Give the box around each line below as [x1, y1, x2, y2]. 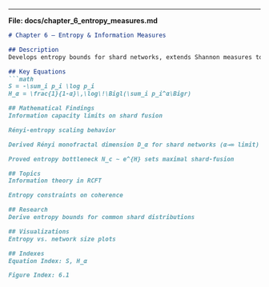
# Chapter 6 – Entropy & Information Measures [8, 31, 167, 39]
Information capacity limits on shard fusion [8, 112, 163, 120]
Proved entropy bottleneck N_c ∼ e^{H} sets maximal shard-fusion [8, 155, 235, 163]
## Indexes [8, 249, 45, 257]
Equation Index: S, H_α [8, 257, 88, 265]
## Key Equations [8, 67, 66, 76]
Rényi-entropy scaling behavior [8, 126, 116, 134]
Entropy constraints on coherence [8, 191, 124, 200]
